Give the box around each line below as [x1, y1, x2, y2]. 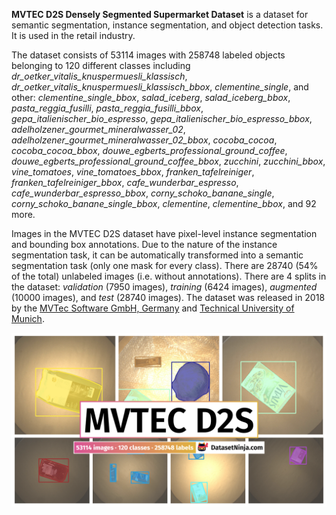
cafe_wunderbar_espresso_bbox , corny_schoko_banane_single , [11, 187, 275, 199]
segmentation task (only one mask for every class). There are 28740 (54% [11, 260, 319, 271]
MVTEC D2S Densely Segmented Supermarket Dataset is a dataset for [11, 9, 309, 20]
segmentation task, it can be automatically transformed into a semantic [11, 249, 304, 261]
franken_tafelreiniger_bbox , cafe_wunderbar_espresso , [11, 177, 239, 188]
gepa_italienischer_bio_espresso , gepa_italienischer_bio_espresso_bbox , [11, 113, 313, 124]
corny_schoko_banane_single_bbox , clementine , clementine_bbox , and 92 [11, 198, 317, 209]
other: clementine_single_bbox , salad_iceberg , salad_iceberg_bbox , [11, 92, 291, 103]
